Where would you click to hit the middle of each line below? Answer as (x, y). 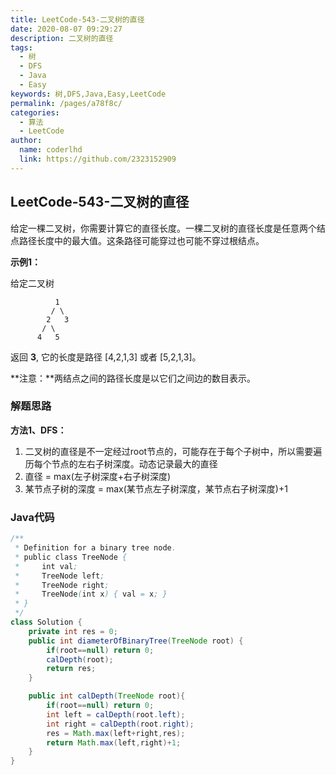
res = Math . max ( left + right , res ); (116, 733)
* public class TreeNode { (71, 557)
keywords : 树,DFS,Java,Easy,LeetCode (88, 94)
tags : (21, 47)
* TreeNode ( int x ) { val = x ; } (91, 594)
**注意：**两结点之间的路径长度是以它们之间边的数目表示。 (133, 378)
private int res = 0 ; (73, 631)
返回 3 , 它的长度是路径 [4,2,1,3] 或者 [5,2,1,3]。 (106, 357)
